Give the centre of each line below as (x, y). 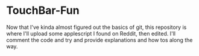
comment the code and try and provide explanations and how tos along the (99, 40)
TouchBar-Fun (43, 11)
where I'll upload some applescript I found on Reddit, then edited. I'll (91, 33)
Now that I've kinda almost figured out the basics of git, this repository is (96, 27)
